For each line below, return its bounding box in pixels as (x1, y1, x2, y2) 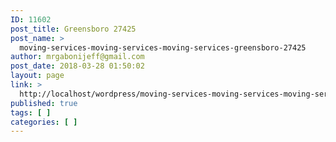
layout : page (10, 71, 65, 81)
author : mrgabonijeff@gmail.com (10, 52, 145, 62)
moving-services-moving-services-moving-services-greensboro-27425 (19, 42, 307, 53)
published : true (10, 98, 78, 108)
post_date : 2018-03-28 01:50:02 (10, 61, 145, 71)
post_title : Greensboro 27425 (10, 24, 137, 34)
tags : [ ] (10, 107, 52, 118)
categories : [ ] (10, 117, 78, 127)
